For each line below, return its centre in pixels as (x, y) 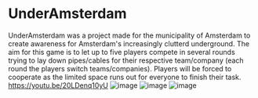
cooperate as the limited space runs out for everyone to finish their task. (125, 77)
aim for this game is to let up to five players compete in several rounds (122, 52)
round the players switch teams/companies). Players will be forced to (120, 68)
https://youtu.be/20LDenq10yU (58, 85)
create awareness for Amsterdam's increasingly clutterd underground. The (129, 43)
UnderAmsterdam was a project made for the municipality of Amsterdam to (129, 35)
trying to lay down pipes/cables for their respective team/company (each (126, 60)
